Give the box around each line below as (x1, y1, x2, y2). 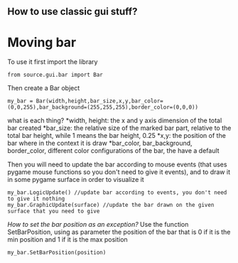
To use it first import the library (7, 58, 98, 66)
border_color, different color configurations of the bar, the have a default (7, 146, 220, 155)
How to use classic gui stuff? (7, 6, 138, 18)
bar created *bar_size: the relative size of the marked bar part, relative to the (7, 124, 232, 132)
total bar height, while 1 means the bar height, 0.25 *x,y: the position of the (7, 131, 226, 140)
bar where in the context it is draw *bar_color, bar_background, (7, 139, 193, 148)
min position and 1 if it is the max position (7, 235, 128, 244)
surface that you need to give (7, 208, 100, 215)
